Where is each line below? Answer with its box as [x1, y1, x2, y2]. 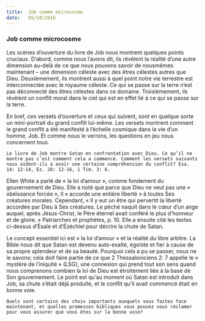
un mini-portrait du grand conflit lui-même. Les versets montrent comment [6, 119, 194, 126]
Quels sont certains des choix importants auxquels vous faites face [6, 298, 187, 304]
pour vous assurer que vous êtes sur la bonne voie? [6, 309, 143, 315]
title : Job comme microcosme [6, 9, 84, 15]
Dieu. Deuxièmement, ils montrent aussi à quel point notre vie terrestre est [6, 75, 193, 82]
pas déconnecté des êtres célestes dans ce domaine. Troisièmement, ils [6, 87, 188, 95]
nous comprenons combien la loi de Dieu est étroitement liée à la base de [6, 267, 191, 274]
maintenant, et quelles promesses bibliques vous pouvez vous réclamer [6, 303, 192, 309]
